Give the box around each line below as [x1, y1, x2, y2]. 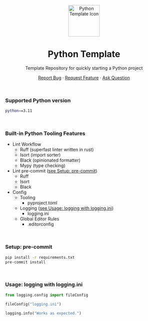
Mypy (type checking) [19, 163, 66, 169]
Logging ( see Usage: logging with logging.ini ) [19, 205, 114, 211]
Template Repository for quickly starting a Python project [25, 65, 143, 71]
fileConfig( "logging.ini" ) [5, 301, 61, 306]
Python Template [47, 49, 120, 60]
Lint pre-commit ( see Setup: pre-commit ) [12, 168, 97, 174]
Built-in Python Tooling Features [5, 130, 85, 137]
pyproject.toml [27, 200, 57, 206]
